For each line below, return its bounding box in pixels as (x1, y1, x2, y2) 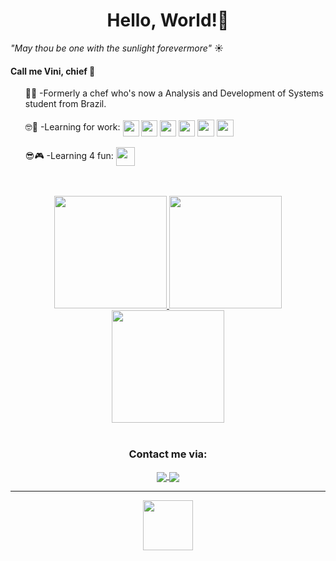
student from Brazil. (24, 98, 107, 110)
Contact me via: (128, 447, 208, 461)
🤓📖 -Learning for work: (24, 121, 121, 133)
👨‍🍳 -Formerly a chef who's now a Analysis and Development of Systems (24, 87, 324, 99)
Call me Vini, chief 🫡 (10, 65, 96, 77)
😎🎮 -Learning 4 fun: (24, 149, 114, 161)
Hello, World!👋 (106, 9, 230, 32)
